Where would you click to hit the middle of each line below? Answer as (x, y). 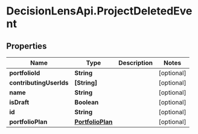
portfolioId (25, 73)
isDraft (19, 102)
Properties (27, 46)
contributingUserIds (39, 83)
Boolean (87, 102)
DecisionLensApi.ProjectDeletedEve (99, 11)
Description (136, 63)
